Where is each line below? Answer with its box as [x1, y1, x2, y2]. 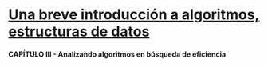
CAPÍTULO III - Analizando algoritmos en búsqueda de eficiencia [8, 49, 227, 59]
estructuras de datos [8, 22, 150, 41]
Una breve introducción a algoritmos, [8, 6, 260, 24]
